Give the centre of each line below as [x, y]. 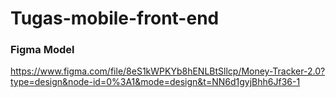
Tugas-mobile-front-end [115, 18]
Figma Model [42, 50]
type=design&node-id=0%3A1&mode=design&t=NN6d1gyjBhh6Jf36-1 [155, 82]
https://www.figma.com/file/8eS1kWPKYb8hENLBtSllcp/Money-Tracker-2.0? [168, 71]
